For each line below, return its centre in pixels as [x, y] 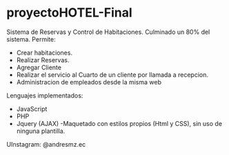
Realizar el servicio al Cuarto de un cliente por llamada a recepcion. [112, 75]
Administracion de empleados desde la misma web [89, 82]
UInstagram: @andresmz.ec [46, 144]
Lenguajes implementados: [45, 95]
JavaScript [32, 109]
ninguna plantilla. [41, 131]
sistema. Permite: [31, 39]
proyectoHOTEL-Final [69, 13]
